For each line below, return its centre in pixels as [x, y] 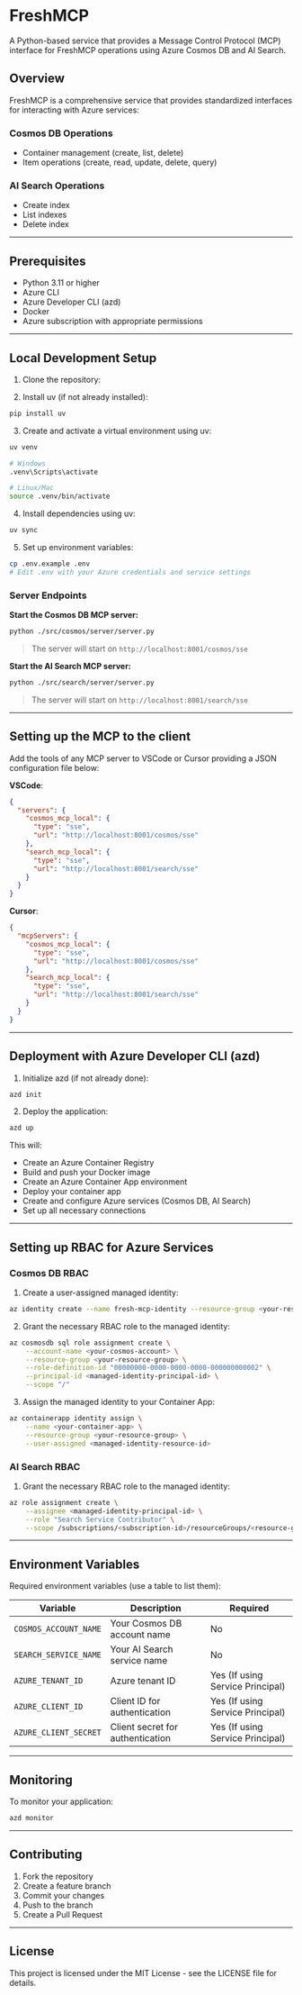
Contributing [46, 1855]
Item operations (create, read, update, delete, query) [120, 162]
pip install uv [38, 413]
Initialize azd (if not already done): [85, 1078]
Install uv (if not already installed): [85, 396]
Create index [46, 205]
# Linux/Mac [31, 488]
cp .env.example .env [50, 564]
